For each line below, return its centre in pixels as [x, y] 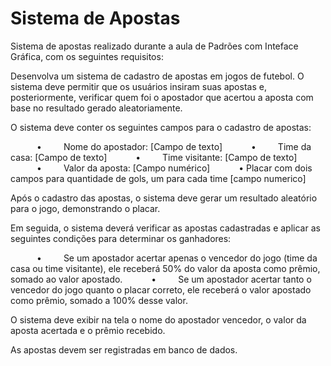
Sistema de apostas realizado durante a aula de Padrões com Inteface [154, 46]
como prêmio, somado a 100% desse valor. [99, 300]
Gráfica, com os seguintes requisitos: [87, 56]
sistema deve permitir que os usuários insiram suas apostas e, [138, 86]
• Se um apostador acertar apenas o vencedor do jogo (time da [177, 258]
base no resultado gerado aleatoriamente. [96, 108]
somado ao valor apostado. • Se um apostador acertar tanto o [161, 279]
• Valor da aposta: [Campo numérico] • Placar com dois [174, 168]
